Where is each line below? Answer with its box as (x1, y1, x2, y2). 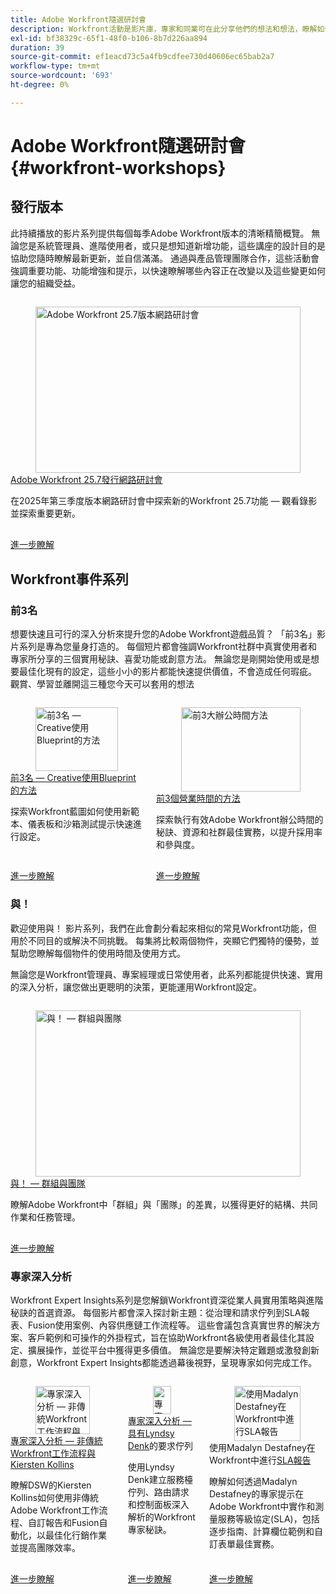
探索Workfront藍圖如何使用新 (10, 806, 132, 818)
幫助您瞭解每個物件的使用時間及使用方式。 (10, 947, 186, 959)
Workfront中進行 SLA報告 (208, 1454, 312, 1466)
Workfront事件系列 (10, 571, 129, 588)
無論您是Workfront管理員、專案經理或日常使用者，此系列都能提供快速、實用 (10, 968, 324, 980)
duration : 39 (10, 42, 65, 53)
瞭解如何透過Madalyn (208, 1476, 298, 1488)
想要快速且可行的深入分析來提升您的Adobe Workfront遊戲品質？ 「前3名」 (10, 627, 317, 640)
